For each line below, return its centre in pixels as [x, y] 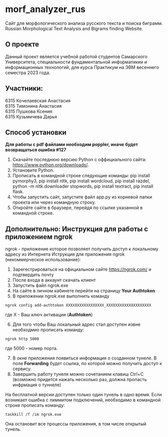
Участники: [24, 88]
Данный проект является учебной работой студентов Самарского [76, 56]
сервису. [22, 369]
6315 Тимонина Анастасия [33, 106]
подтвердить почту [33, 275]
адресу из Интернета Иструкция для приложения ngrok [65, 254]
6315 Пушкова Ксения [29, 111]
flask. [18, 192]
